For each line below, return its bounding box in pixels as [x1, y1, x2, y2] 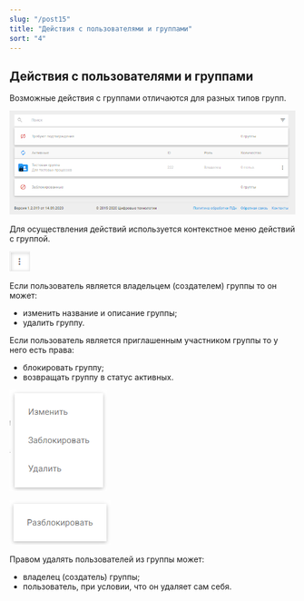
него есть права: [9, 345, 74, 356]
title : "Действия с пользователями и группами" [9, 24, 193, 34]
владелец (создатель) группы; [22, 572, 141, 583]
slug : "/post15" [9, 15, 71, 24]
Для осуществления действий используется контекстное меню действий [9, 223, 296, 235]
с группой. [9, 233, 51, 244]
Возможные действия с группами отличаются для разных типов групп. [9, 93, 287, 103]
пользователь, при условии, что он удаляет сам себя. [22, 581, 232, 592]
